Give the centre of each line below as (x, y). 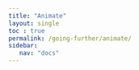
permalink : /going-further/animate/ (70, 38)
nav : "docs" (39, 53)
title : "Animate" (38, 16)
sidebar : (23, 46)
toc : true (27, 31)
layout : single (34, 23)
